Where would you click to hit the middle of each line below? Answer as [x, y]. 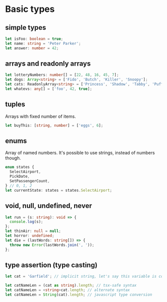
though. [13, 158]
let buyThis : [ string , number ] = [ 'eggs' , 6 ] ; [54, 125]
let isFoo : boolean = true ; [34, 39]
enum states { [20, 167]
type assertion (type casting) [51, 265]
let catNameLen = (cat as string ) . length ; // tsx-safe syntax [71, 286]
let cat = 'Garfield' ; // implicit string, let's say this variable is [81, 277]
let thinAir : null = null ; [33, 231]
